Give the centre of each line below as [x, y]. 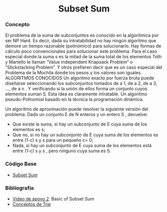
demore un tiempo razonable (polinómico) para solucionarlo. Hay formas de [83, 46]
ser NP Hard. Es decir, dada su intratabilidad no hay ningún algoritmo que [81, 41]
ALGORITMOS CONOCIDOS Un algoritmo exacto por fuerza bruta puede [80, 78]
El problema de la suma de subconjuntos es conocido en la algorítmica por [82, 35]
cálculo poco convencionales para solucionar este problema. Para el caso [81, 51]
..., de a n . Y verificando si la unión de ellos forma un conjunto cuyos [76, 89]
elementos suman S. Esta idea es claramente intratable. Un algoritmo [76, 94]
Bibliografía [19, 188]
